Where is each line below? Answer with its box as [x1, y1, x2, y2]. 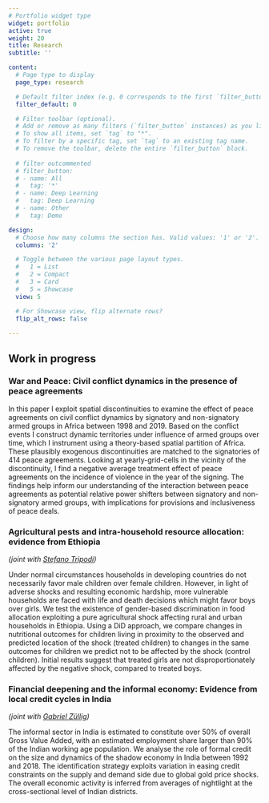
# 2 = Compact [15, 270, 70, 279]
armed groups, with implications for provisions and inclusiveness [41, 498, 255, 507]
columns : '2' [15, 241, 59, 249]
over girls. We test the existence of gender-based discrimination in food [8, 604, 246, 614]
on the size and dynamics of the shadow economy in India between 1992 [8, 753, 249, 762]
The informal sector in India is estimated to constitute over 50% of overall [8, 727, 251, 737]
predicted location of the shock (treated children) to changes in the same [8, 638, 250, 648]
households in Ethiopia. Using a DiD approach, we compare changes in [8, 621, 243, 631]
